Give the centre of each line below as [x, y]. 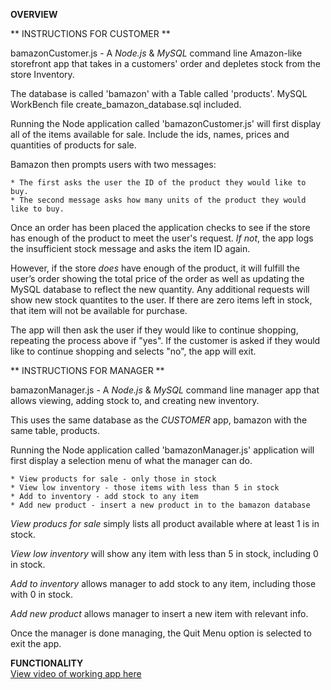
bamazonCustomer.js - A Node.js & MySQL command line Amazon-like [156, 53]
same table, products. [55, 430]
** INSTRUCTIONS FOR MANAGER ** [87, 370]
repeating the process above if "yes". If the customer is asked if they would [165, 340]
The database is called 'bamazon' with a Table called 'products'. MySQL [159, 93]
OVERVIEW [34, 14]
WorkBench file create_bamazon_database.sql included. [126, 104]
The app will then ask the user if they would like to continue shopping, [154, 330]
